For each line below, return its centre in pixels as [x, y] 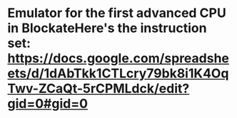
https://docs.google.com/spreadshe [118, 59]
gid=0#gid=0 [47, 104]
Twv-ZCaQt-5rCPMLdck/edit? [99, 88]
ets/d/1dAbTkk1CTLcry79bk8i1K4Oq [118, 74]
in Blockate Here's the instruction [107, 28]
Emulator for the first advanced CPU [117, 13]
